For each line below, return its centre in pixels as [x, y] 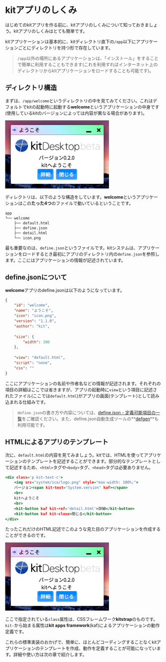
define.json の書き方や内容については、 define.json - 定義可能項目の [86, 412]
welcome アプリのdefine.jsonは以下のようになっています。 [65, 290]
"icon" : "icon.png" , [35, 316]
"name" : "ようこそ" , [34, 311]
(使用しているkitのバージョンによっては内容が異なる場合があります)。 [76, 113]
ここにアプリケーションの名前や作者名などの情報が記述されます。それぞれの [83, 383]
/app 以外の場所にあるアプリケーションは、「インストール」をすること [88, 58]
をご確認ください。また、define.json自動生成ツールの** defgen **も [90, 419]
